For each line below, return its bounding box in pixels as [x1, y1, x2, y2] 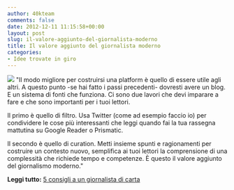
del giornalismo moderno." [7, 161, 84, 170]
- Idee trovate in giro [7, 56, 77, 63]
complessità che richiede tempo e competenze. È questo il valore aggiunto [7, 154, 222, 162]
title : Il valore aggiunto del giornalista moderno [7, 42, 161, 49]
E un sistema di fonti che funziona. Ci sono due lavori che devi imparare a [7, 90, 219, 98]
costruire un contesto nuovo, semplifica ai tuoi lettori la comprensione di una [7, 147, 228, 155]
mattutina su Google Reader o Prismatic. [7, 126, 124, 134]
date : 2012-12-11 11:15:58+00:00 [7, 23, 105, 30]
